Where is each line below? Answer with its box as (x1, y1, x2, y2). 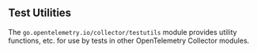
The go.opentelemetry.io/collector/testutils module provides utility (8, 27, 237, 36)
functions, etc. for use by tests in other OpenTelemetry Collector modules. (8, 36, 250, 45)
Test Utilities (8, 6, 72, 20)
